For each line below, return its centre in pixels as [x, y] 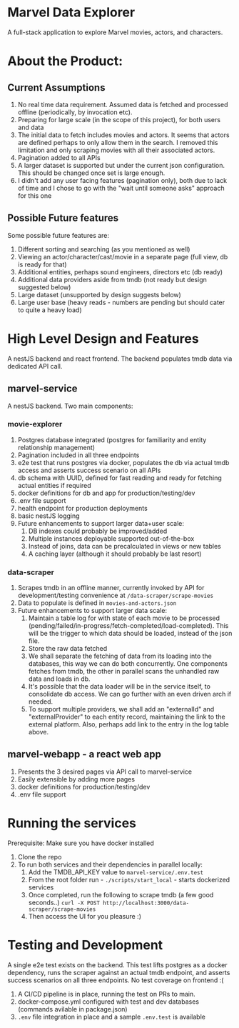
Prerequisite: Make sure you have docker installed [81, 843]
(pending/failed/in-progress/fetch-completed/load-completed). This [128, 626]
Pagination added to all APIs [59, 157]
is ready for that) [42, 264]
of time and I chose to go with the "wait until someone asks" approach [121, 188]
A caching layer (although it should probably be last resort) [115, 554]
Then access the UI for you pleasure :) [85, 916]
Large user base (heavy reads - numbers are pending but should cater [121, 302]
